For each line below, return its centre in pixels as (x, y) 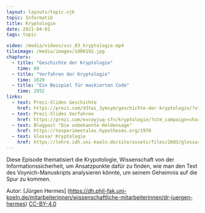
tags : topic (21, 35)
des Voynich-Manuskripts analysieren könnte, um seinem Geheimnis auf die (102, 172)
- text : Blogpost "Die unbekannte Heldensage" (72, 125)
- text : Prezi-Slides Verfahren (53, 114)
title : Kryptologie (31, 23)
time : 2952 (31, 91)
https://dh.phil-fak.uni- (98, 190)
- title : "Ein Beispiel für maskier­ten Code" (71, 85)
